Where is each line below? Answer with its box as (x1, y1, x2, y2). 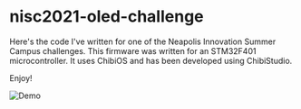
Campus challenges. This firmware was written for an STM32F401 (9, 45, 257, 56)
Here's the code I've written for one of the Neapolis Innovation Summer (9, 36, 277, 47)
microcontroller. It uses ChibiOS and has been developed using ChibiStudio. (9, 55, 293, 66)
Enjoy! (9, 72, 34, 83)
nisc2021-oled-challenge (9, 6, 204, 27)
